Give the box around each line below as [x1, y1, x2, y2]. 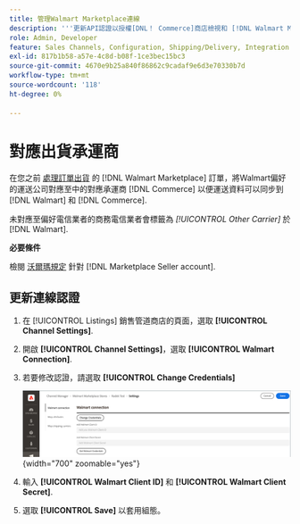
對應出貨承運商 [9, 141, 120, 162]
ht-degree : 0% [9, 89, 62, 98]
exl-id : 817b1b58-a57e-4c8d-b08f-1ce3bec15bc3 [9, 52, 186, 62]
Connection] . [21, 353, 73, 365]
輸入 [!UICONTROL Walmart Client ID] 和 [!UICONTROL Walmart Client [21, 476, 287, 487]
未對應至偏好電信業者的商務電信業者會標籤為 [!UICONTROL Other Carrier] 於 [9, 214, 291, 225]
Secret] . [21, 487, 54, 497]
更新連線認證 [9, 290, 80, 305]
